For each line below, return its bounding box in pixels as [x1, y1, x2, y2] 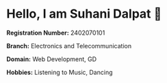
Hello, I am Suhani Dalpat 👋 [6, 6, 162, 22]
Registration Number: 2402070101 [6, 29, 105, 37]
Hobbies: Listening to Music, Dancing [6, 68, 113, 76]
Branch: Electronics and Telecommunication [6, 41, 131, 50]
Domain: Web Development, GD [6, 54, 97, 63]
